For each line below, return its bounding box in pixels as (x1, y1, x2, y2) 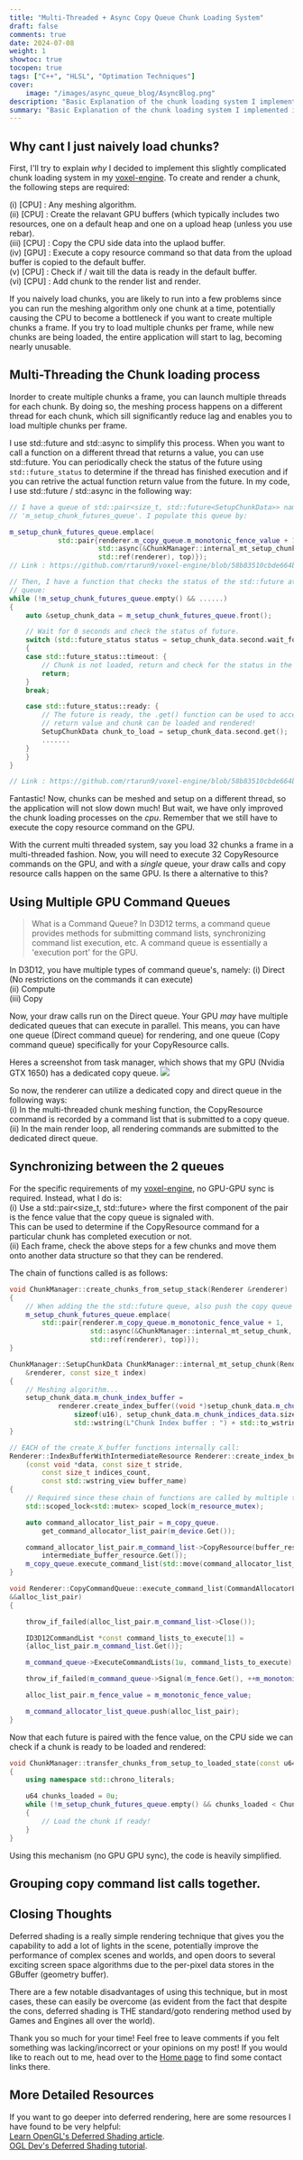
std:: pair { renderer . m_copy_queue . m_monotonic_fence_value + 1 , (41, 1318, 284, 1328)
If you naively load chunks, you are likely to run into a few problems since (9, 294, 282, 305)
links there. (9, 2061, 51, 2072)
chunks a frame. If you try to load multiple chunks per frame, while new (9, 322, 275, 334)
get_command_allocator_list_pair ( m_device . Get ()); (41, 1526, 236, 1535)
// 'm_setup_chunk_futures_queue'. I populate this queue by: (9, 511, 248, 520)
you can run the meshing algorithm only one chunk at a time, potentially (9, 303, 276, 314)
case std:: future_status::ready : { (25, 702, 160, 711)
